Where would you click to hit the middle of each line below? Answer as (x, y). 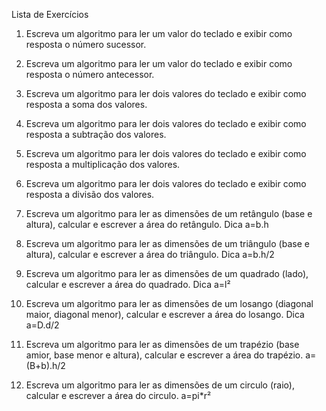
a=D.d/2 (42, 325)
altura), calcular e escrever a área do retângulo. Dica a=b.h (147, 224)
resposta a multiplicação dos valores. (103, 164)
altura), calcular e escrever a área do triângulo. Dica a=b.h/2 (150, 254)
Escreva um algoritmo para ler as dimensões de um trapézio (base (162, 344)
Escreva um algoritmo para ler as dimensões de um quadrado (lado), (167, 273)
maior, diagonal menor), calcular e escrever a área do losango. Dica (165, 314)
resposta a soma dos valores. (86, 104)
